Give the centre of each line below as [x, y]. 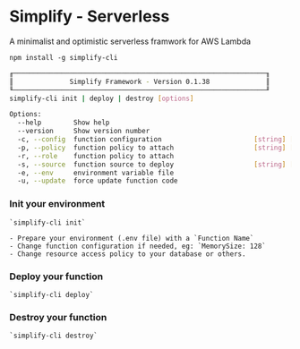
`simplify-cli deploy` [51, 294]
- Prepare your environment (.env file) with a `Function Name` [132, 238]
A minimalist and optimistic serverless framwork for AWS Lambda [130, 41]
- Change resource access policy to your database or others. [128, 254]
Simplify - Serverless [90, 17]
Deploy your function [56, 277]
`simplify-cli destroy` [54, 336]
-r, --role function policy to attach [96, 156]
